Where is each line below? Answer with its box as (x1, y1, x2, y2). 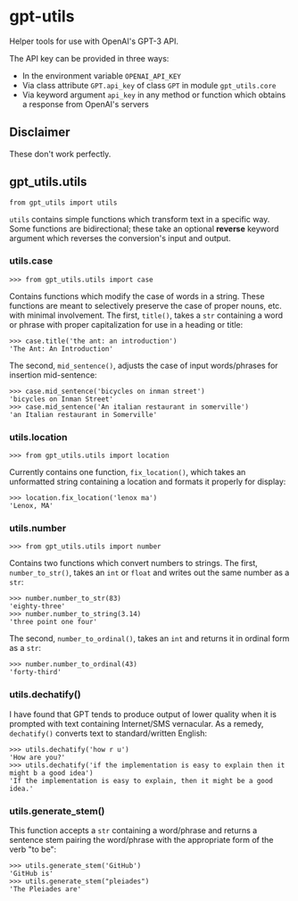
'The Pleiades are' (9, 885, 82, 894)
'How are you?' (9, 753, 66, 762)
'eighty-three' (9, 602, 66, 611)
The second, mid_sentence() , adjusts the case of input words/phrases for (9, 360, 278, 371)
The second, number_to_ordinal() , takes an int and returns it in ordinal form (9, 633, 290, 644)
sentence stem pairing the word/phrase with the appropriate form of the (9, 835, 274, 846)
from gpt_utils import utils (9, 198, 118, 207)
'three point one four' (9, 618, 98, 627)
